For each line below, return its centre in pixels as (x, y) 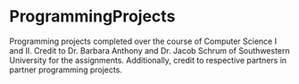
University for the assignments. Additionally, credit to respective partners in (148, 60)
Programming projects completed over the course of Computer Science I (143, 41)
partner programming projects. (66, 70)
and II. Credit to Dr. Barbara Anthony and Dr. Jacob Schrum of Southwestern (149, 50)
